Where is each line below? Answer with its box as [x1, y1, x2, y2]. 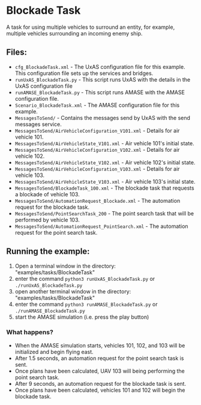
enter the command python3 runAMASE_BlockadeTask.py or [14, 301, 158, 308]
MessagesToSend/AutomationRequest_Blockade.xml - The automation [14, 197, 181, 204]
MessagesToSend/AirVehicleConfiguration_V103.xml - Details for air [14, 165, 180, 172]
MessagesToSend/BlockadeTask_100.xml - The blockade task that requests [14, 184, 194, 191]
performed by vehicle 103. [14, 216, 80, 223]
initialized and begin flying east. [14, 348, 94, 355]
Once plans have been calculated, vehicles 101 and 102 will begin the [14, 386, 185, 394]
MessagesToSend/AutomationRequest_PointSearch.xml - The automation [14, 223, 188, 230]
